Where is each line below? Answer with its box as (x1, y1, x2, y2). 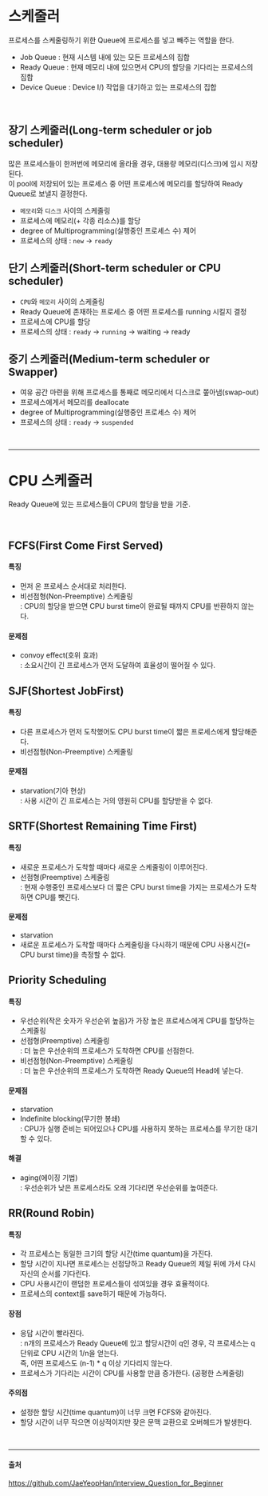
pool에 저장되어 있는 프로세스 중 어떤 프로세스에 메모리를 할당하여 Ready (16, 178, 243, 188)
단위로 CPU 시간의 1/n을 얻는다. (19, 1348, 119, 1358)
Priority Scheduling (8, 974, 107, 987)
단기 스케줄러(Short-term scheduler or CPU (8, 262, 222, 275)
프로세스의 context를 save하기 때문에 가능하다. (19, 1289, 167, 1298)
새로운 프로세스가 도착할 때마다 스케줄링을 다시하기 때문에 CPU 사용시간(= (19, 939, 251, 949)
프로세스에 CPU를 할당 (19, 317, 91, 326)
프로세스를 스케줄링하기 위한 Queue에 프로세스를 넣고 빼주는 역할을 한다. (8, 35, 235, 45)
